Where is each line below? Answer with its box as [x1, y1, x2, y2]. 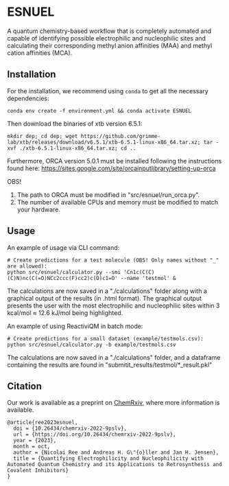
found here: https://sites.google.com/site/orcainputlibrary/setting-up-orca [7, 164, 216, 172]
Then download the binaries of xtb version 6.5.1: [7, 119, 143, 128]
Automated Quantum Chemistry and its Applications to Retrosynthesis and [7, 461, 223, 468]
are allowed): [7, 262, 48, 270]
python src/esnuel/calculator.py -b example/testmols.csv [7, 341, 176, 348]
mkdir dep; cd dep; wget [7, 132, 78, 139]
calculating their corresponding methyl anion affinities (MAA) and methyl [7, 41, 213, 49]
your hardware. [16, 205, 60, 213]
